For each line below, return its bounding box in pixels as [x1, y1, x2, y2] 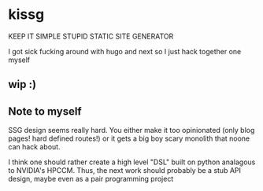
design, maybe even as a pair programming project [8, 174, 174, 184]
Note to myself [8, 105, 82, 118]
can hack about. [8, 142, 61, 152]
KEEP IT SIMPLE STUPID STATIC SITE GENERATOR [8, 31, 174, 41]
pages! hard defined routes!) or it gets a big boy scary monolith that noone [8, 134, 250, 143]
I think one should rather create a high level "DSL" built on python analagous [8, 157, 256, 167]
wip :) [8, 78, 37, 91]
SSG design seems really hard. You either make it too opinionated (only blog [8, 126, 255, 135]
